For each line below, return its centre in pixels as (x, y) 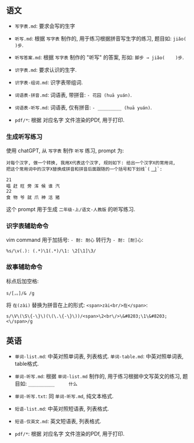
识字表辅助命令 (27, 226)
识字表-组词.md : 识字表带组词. (49, 82)
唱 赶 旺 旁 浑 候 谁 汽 (33, 186)
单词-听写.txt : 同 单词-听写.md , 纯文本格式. (64, 396)
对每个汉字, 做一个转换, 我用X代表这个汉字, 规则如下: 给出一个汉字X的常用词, (91, 163)
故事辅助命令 (24, 267)
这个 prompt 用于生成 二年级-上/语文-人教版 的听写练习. (71, 209)
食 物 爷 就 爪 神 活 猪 (33, 198)
